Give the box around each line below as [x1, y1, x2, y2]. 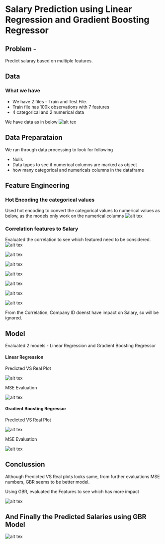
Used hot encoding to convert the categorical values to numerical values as [5, 208, 160, 214]
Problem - [5, 44, 36, 53]
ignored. [5, 315, 22, 321]
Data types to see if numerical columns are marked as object [12, 161, 137, 168]
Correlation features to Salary [5, 226, 79, 233]
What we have [5, 87, 41, 94]
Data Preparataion [5, 133, 63, 142]
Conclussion [5, 460, 45, 469]
